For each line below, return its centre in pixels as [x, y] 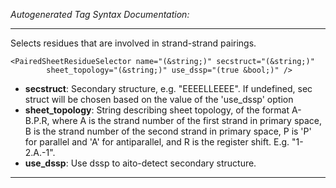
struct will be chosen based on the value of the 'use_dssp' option [159, 99]
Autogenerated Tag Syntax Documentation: [100, 14]
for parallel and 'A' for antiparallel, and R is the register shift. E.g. [157, 142]
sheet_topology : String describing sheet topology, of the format [157, 110]
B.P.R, [37, 120]
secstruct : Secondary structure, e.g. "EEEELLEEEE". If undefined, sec [168, 88]
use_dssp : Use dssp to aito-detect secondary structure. [140, 163]
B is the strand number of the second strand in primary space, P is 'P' [168, 131]
